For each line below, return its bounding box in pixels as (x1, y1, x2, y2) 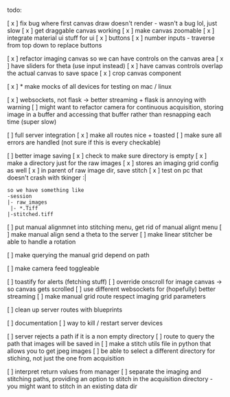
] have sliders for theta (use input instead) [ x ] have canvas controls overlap (7, 62, 223, 69)
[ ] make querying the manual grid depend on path (7, 251, 150, 259)
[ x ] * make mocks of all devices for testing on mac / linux (7, 83, 172, 90)
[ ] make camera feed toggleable (7, 264, 100, 272)
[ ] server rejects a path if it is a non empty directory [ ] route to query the (7, 332, 215, 340)
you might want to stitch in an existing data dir (7, 382, 137, 390)
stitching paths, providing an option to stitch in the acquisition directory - (7, 375, 213, 383)
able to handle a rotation (7, 237, 76, 246)
